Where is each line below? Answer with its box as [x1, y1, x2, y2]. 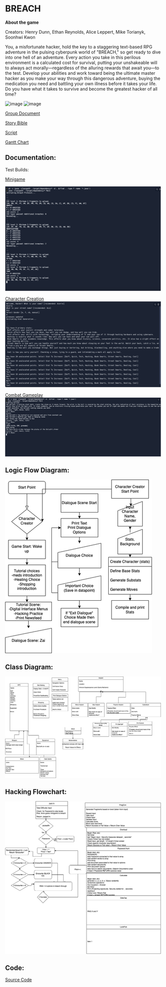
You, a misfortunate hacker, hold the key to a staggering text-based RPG [5, 44, 153, 50]
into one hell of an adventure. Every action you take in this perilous [5, 54, 141, 60]
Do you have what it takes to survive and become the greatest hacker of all [5, 86, 158, 92]
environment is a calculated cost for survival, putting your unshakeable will [5, 59, 158, 65]
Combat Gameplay [5, 392, 43, 398]
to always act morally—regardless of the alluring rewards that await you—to [5, 65, 160, 71]
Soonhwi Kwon [5, 34, 36, 40]
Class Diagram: [5, 663, 53, 672]
